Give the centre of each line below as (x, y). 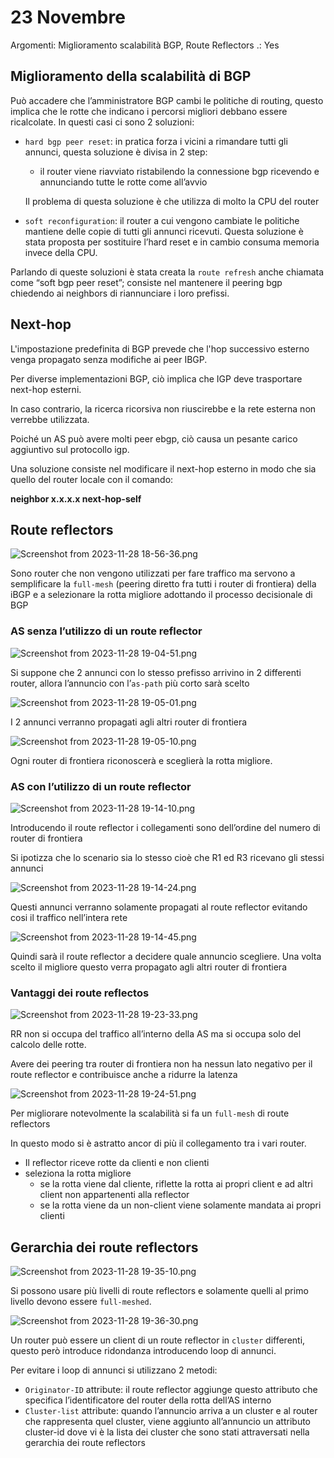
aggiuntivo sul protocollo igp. (70, 449)
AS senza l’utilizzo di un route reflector (106, 631)
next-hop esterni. (46, 389)
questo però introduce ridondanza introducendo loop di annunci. (143, 1351)
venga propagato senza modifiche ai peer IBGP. (109, 359)
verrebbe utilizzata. (50, 419)
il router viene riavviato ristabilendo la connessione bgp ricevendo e (179, 171)
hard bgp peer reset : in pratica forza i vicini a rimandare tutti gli (156, 141)
